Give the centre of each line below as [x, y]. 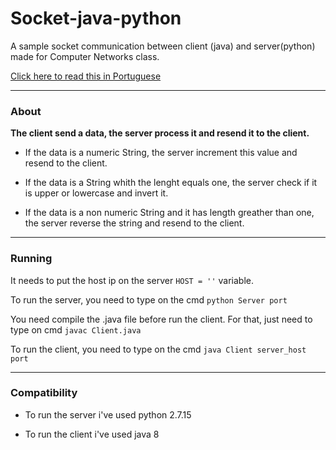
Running [31, 259]
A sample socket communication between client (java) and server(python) [163, 46]
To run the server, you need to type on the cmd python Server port [149, 299]
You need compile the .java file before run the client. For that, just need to [161, 319]
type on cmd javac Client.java [76, 329]
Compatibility [44, 393]
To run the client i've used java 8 [92, 434]
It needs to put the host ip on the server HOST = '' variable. [132, 280]
